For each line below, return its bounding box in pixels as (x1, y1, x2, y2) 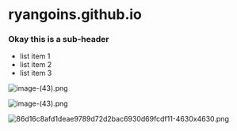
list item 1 (19, 51, 51, 61)
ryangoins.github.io (8, 6, 143, 24)
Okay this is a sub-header (8, 34, 109, 45)
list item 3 (19, 69, 52, 78)
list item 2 (19, 60, 52, 69)
